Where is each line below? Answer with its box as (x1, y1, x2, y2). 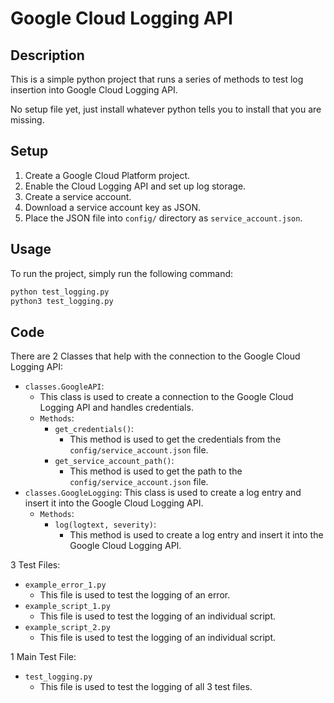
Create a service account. (24, 190, 132, 202)
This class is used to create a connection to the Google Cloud (39, 391, 294, 403)
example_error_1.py (24, 580, 107, 591)
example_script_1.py (24, 602, 111, 612)
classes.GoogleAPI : (24, 380, 105, 392)
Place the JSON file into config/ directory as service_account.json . (24, 212, 303, 224)
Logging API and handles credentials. (39, 402, 194, 414)
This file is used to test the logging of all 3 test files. (39, 681, 253, 693)
